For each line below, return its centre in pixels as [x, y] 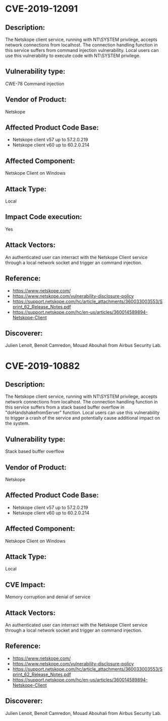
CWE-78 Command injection [35, 83]
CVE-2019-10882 [43, 366]
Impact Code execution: [44, 217]
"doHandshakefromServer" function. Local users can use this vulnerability [82, 413]
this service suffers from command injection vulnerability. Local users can [82, 50]
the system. [17, 423]
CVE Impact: [25, 584]
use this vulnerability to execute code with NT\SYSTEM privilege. [73, 56]
